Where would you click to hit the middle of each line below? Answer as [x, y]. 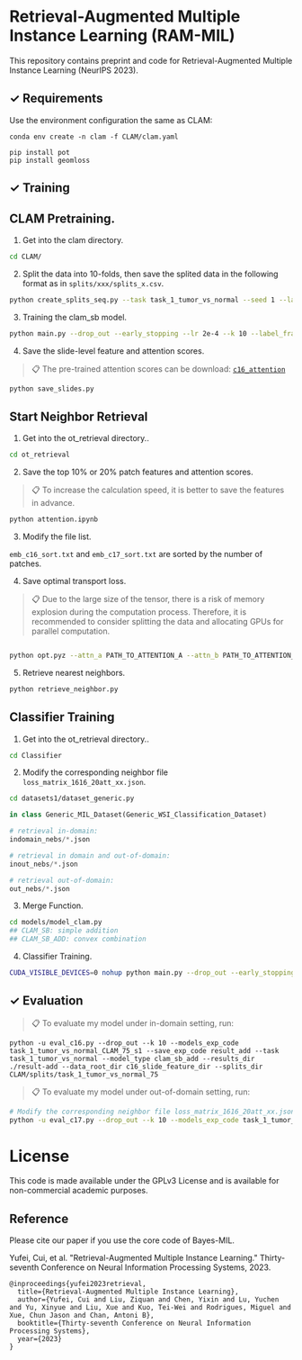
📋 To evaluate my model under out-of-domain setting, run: [140, 1092]
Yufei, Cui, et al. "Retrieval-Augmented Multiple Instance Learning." [133, 1258]
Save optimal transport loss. [74, 581]
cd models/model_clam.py [56, 923]
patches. [26, 563]
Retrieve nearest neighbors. [74, 672]
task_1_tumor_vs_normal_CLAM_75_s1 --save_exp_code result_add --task [144, 1050]
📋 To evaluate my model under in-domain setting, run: [133, 1022]
